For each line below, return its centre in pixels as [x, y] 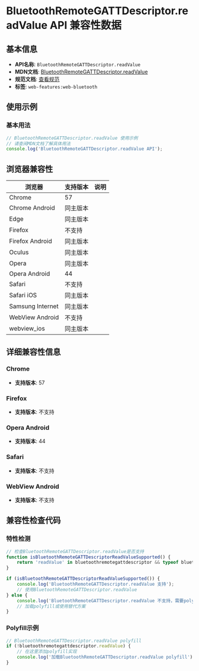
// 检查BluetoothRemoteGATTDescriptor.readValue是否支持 [75, 551]
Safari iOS [23, 296]
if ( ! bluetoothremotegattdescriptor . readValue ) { [69, 646]
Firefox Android [31, 241]
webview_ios [27, 329]
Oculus [19, 252]
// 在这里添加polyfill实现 [47, 652]
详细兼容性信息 [33, 351]
